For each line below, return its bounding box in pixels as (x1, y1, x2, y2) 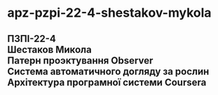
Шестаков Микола (7, 43, 93, 55)
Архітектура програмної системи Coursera (7, 76, 207, 88)
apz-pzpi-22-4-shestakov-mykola (7, 5, 212, 21)
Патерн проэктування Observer (7, 54, 154, 66)
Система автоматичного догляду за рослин (7, 65, 210, 78)
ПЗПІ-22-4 (7, 33, 56, 45)
